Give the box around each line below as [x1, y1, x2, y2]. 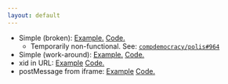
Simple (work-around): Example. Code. [18, 49, 145, 59]
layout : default [7, 11, 60, 20]
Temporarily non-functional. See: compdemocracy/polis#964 [30, 41, 220, 51]
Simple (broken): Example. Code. [18, 33, 126, 42]
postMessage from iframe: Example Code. [18, 66, 156, 75]
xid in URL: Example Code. [18, 58, 105, 68]
